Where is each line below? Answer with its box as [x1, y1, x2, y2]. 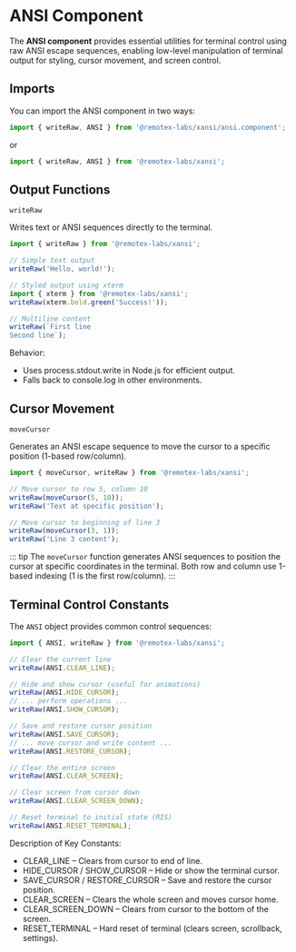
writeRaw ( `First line [9, 322, 92, 332]
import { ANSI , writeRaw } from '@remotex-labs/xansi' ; [9, 638, 225, 648]
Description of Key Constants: [9, 838, 122, 848]
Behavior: [9, 347, 45, 359]
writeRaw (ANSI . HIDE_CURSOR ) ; [9, 688, 120, 698]
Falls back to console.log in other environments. [22, 374, 202, 386]
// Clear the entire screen [9, 763, 116, 772]
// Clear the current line [9, 655, 112, 664]
